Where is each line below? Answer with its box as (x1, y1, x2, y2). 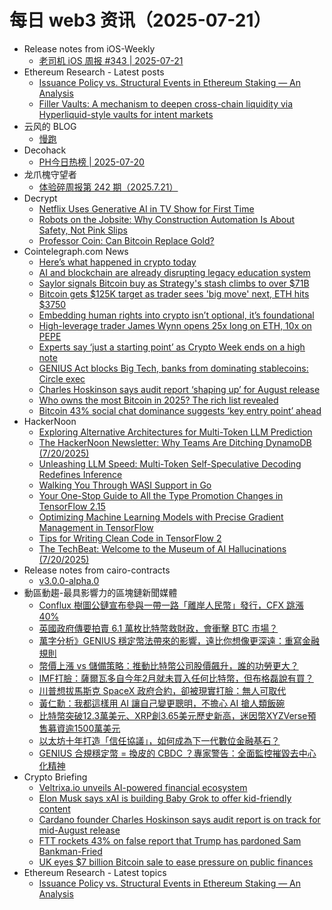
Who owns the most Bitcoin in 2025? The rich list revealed (38, 394, 279, 406)
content (38, 802, 71, 815)
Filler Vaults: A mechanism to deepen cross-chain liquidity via (38, 97, 294, 110)
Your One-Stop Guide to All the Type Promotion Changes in (38, 489, 284, 501)
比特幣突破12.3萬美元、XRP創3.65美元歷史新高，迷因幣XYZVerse (38, 709, 308, 721)
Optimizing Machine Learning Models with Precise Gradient (38, 511, 284, 523)
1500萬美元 (73, 722, 121, 734)
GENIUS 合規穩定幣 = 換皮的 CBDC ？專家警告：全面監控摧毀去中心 (38, 747, 317, 759)
